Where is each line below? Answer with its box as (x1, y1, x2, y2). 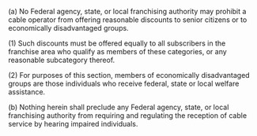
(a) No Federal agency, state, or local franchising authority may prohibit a (8, 7, 247, 16)
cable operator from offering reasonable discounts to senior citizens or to (8, 15, 248, 24)
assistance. (8, 87, 46, 97)
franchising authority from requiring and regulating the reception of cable (8, 111, 248, 120)
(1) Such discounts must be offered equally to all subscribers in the (8, 39, 226, 48)
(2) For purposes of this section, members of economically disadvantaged (8, 71, 251, 79)
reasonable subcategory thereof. (8, 55, 115, 64)
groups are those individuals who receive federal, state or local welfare (8, 79, 240, 88)
